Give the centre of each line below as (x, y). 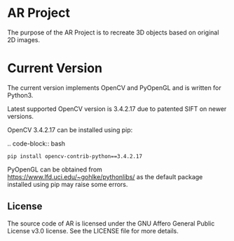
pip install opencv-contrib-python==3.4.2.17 (75, 156)
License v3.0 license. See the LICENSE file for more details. (93, 230)
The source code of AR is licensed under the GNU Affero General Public (111, 223)
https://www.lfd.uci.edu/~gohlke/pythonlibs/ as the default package (105, 176)
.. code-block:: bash (36, 143)
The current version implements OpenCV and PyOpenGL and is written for (115, 87)
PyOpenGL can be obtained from (55, 169)
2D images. (24, 39)
